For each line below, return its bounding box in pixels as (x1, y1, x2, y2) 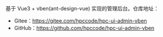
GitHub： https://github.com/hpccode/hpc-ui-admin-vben (14, 25, 155, 31)
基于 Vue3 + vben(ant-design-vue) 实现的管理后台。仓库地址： (5, 5, 159, 12)
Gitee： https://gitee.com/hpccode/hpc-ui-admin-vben (14, 17, 147, 24)
